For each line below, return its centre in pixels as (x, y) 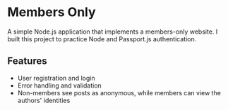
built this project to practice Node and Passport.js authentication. (102, 39)
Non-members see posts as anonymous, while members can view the (119, 92)
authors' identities (44, 100)
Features (27, 61)
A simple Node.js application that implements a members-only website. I (113, 32)
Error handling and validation (60, 85)
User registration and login (56, 78)
